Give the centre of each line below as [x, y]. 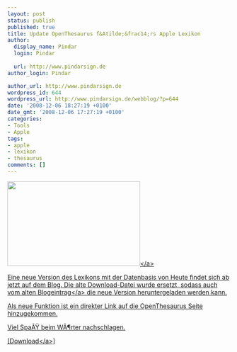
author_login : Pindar [39, 73]
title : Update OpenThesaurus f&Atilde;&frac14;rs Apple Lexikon [104, 34]
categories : [25, 119]
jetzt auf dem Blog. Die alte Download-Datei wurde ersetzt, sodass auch [112, 285]
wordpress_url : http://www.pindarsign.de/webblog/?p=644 [93, 99]
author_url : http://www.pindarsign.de [64, 86]
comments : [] [27, 165]
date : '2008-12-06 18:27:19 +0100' [60, 106]
